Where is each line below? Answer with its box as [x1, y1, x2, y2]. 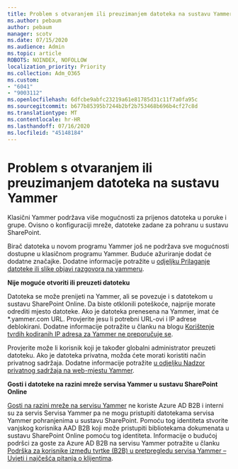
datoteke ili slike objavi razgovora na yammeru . [7, 265, 144, 273]
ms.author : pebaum [7, 17, 62, 24]
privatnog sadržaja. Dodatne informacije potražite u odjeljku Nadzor [7, 359, 205, 368]
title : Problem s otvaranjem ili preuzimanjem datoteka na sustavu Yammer [7, 10, 233, 18]
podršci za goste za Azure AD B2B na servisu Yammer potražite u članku [7, 439, 220, 448]
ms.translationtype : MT [7, 109, 78, 116]
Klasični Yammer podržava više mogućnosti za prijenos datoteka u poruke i [7, 214, 227, 222]
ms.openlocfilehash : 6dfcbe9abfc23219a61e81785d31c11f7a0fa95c [7, 96, 198, 104]
